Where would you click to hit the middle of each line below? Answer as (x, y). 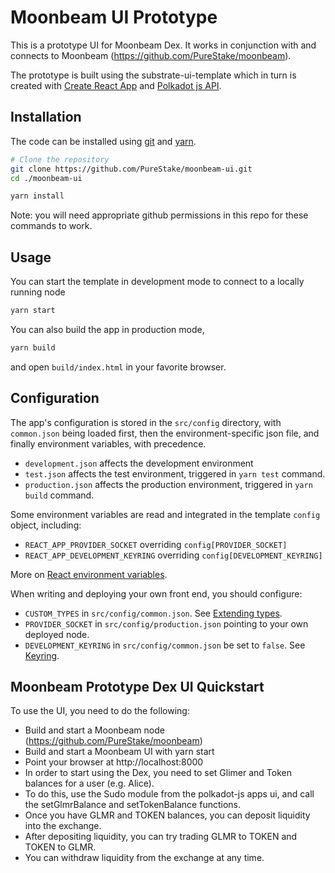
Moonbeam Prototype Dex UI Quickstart (137, 687)
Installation (46, 117)
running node (38, 292)
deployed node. (57, 634)
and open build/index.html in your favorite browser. (118, 367)
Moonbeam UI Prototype (114, 17)
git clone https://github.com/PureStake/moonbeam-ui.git (131, 169)
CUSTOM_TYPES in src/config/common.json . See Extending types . (153, 613)
